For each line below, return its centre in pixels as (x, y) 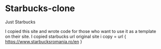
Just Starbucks (20, 22)
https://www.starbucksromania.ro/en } (44, 41)
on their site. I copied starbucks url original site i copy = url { (66, 36)
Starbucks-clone (40, 8)
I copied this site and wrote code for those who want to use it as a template (80, 31)
